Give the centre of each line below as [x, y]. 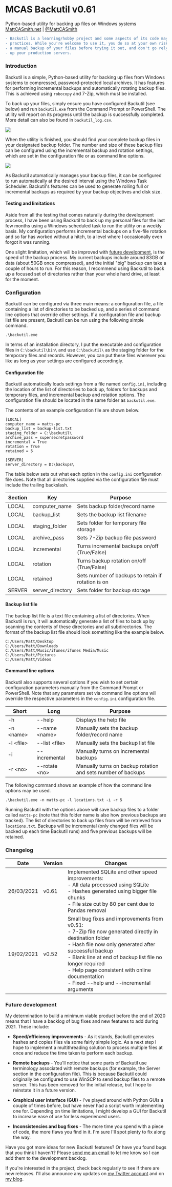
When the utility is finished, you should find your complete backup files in [83, 139]
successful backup [90, 951]
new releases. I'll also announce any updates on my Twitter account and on [85, 1174]
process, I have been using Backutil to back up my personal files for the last [85, 220]
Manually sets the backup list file [115, 743]
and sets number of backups [111, 772]
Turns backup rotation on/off [112, 561]
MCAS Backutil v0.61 [51, 9]
